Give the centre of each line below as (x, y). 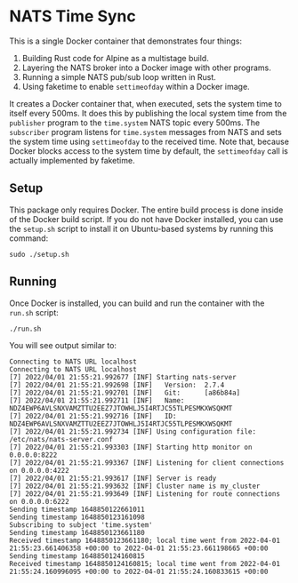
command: (29, 238)
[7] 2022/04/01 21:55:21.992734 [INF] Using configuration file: (133, 431)
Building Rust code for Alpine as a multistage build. (115, 58)
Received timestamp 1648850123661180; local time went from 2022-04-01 (145, 540)
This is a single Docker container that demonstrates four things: (126, 41)
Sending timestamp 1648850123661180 (77, 532)
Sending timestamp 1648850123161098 (77, 517)
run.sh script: (34, 312)
